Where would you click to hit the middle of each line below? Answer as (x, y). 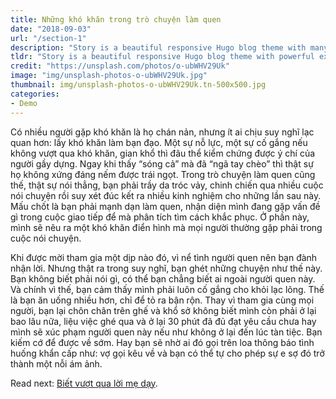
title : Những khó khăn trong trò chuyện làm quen (116, 19)
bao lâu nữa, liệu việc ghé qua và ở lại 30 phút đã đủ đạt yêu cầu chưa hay (163, 321)
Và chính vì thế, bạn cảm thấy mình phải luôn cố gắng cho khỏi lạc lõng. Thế (167, 289)
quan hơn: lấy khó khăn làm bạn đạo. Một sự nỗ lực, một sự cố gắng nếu (159, 142)
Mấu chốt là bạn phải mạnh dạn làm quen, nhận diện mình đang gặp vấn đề (165, 206)
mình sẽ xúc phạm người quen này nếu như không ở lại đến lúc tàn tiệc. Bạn (166, 332)
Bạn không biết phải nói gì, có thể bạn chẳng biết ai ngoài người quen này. (163, 278)
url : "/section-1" (48, 38)
